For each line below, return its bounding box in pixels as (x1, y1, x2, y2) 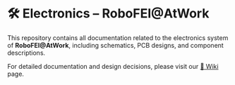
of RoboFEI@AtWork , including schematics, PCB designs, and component (7, 41, 224, 49)
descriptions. (7, 48, 46, 57)
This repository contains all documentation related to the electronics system (7, 33, 229, 42)
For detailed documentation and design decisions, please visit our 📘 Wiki (7, 62, 219, 70)
